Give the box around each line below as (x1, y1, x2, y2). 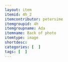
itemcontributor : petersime (4, 16, 63, 21)
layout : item (4, 7, 32, 12)
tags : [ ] (4, 49, 27, 54)
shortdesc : (4, 40, 27, 45)
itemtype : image (4, 35, 38, 40)
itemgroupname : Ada (4, 26, 45, 31)
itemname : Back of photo (4, 30, 56, 35)
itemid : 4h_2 (4, 12, 32, 17)
